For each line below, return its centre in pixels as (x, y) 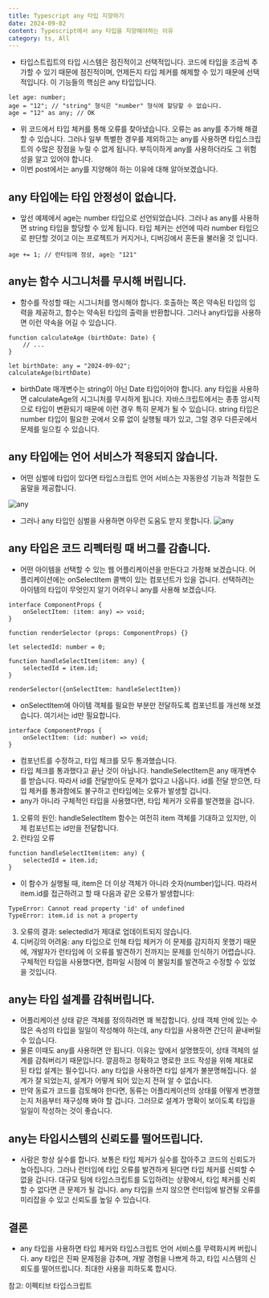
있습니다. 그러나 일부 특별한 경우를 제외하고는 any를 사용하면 (132, 139)
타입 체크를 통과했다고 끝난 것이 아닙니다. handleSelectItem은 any (124, 770)
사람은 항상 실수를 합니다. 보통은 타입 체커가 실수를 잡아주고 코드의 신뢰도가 (138, 1160)
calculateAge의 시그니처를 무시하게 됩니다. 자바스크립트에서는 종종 (134, 398)
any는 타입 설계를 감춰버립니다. (82, 999)
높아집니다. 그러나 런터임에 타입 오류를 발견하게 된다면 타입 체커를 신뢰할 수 (138, 1170)
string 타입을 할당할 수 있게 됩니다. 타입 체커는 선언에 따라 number (133, 228)
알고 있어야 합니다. (64, 159)
